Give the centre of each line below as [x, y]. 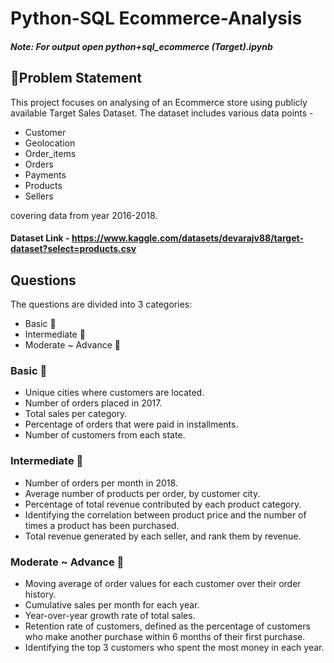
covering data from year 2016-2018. [84, 215]
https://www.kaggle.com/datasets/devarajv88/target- [187, 238]
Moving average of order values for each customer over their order [163, 583]
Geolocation [50, 143]
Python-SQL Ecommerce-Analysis [156, 18]
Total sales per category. [76, 414]
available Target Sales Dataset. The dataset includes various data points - [162, 113]
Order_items [50, 153]
